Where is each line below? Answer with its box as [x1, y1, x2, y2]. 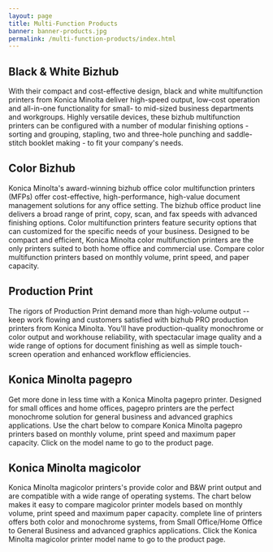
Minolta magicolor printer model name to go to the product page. [8, 534, 226, 545]
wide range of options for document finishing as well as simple [8, 341, 219, 350]
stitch [8, 138, 28, 148]
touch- [219, 341, 243, 350]
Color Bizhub [8, 162, 76, 176]
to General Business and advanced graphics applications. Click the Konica [8, 526, 258, 536]
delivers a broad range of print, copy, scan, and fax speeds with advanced [8, 209, 258, 219]
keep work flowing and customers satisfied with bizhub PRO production [8, 315, 249, 324]
